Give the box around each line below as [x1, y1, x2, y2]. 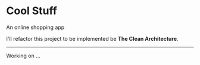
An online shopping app [6, 24, 65, 31]
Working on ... [6, 52, 40, 59]
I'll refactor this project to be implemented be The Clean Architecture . [6, 35, 179, 42]
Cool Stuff [6, 4, 58, 18]
